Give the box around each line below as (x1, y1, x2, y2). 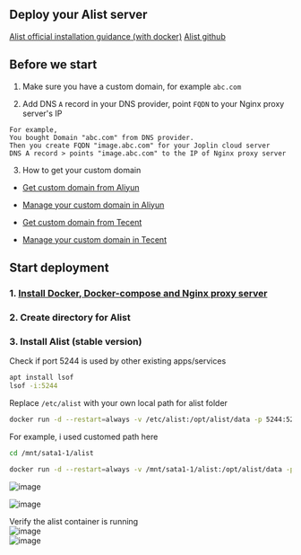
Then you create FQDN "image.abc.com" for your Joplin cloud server (9, 141, 271, 150)
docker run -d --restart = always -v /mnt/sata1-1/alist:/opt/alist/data (9, 464, 282, 474)
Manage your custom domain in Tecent (21, 233, 168, 245)
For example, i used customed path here (9, 431, 159, 442)
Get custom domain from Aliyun (21, 181, 140, 192)
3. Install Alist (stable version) (9, 335, 142, 348)
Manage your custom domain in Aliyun (21, 199, 165, 210)
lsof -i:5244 (9, 382, 58, 391)
